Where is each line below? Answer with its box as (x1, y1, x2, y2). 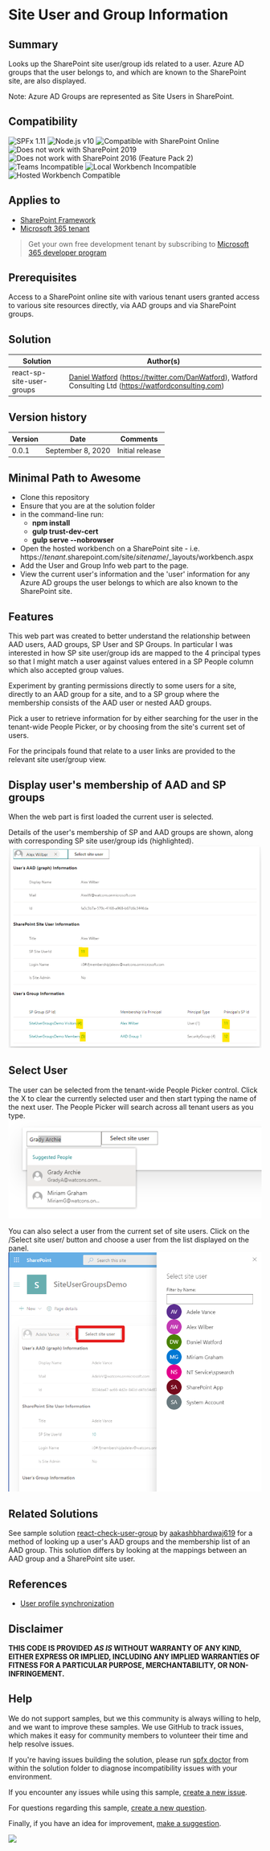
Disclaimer (8, 1622, 63, 1636)
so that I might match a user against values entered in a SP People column (8, 657, 255, 666)
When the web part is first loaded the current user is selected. (8, 812, 215, 821)
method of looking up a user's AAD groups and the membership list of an (8, 1537, 251, 1546)
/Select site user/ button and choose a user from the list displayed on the (8, 1235, 250, 1244)
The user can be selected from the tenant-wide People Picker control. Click (8, 1085, 258, 1095)
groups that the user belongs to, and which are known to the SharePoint (8, 68, 247, 77)
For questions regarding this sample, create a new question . (8, 1803, 207, 1812)
